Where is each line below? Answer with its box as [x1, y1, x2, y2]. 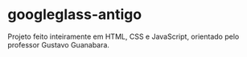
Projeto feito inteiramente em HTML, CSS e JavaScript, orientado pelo [7, 32, 240, 41]
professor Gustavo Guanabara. [7, 40, 110, 49]
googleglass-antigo [7, 6, 142, 24]
